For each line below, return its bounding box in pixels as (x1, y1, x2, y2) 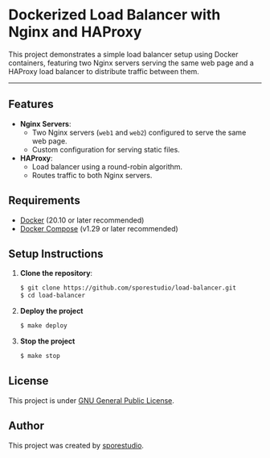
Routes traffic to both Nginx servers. (31, 170, 153, 180)
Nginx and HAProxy (8, 23, 142, 41)
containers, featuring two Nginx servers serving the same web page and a (8, 58, 255, 68)
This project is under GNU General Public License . (8, 395, 175, 405)
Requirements (8, 194, 80, 207)
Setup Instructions (8, 247, 104, 260)
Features (8, 98, 54, 111)
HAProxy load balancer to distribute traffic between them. (8, 66, 199, 76)
